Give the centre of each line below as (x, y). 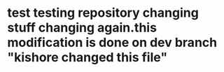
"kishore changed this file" (87, 58)
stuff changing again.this (82, 28)
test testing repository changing (103, 13)
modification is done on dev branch (112, 43)
